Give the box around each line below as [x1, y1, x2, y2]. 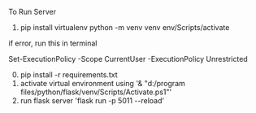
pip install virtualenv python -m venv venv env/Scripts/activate [20, 23, 230, 32]
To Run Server [8, 7, 57, 16]
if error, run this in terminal [8, 38, 98, 48]
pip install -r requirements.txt [20, 70, 118, 80]
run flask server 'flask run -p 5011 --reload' [20, 96, 165, 105]
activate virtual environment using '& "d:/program [20, 79, 185, 88]
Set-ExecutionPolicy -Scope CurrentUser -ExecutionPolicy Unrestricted [8, 54, 248, 63]
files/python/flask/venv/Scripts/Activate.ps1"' [20, 87, 172, 97]
